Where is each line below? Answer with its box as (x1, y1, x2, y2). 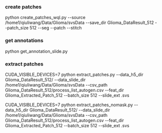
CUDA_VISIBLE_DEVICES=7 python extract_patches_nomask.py (5, 102, 133, 108)
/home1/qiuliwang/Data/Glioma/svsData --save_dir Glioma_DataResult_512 (5, 20, 154, 25)
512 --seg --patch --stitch (29, 25, 82, 31)
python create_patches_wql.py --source (5, 15, 86, 21)
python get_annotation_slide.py (5, 48, 68, 54)
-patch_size (5, 25, 29, 31)
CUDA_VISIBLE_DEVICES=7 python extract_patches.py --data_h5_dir (5, 71, 144, 77)
